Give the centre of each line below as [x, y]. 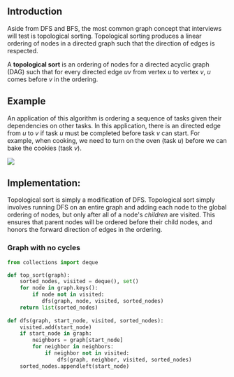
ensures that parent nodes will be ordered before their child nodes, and [110, 222]
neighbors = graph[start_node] [78, 340]
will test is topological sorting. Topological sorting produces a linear [104, 36]
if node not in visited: [68, 295]
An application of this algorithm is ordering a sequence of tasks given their [115, 118]
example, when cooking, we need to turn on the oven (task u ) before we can [117, 140]
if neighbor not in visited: [87, 353]
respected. [23, 50]
